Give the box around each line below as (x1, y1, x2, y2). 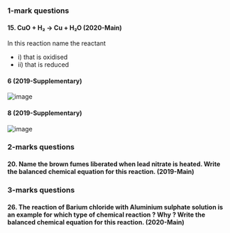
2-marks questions (7, 142, 75, 152)
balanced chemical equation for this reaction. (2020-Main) (7, 217, 185, 226)
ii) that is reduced (17, 60, 70, 69)
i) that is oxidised (17, 53, 68, 62)
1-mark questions (7, 6, 70, 16)
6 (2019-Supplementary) (7, 77, 83, 85)
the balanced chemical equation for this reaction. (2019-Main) (7, 168, 195, 176)
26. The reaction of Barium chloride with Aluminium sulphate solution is (7, 202, 224, 211)
